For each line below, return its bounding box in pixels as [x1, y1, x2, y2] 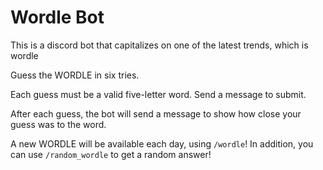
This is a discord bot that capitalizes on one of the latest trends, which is [10, 39, 309, 51]
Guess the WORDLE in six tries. [10, 69, 140, 81]
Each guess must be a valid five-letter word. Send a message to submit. [10, 88, 307, 100]
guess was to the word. [10, 118, 107, 130]
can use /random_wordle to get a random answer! [10, 148, 212, 160]
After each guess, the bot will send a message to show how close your [10, 107, 302, 120]
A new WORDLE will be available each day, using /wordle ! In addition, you [10, 137, 314, 150]
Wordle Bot [10, 6, 105, 29]
